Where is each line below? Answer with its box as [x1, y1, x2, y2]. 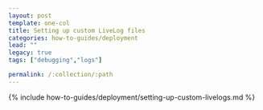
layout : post [8, 11, 52, 20]
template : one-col [8, 19, 70, 27]
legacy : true [8, 49, 52, 57]
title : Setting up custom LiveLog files [8, 26, 146, 34]
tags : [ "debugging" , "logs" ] [8, 57, 103, 65]
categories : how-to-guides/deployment [8, 33, 138, 42]
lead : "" [8, 41, 38, 49]
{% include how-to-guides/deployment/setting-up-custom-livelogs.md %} [8, 92, 256, 102]
